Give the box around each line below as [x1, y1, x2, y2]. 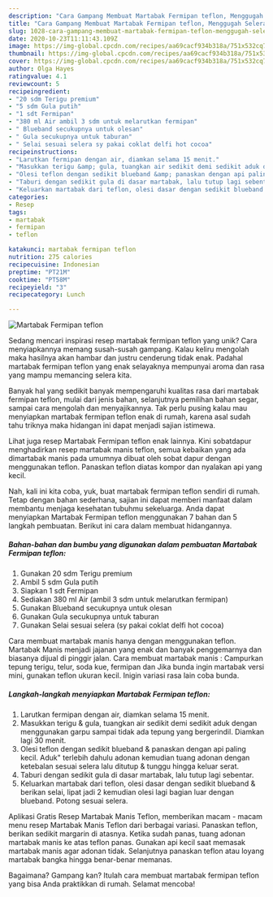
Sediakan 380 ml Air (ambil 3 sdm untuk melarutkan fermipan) [19, 594, 229, 605]
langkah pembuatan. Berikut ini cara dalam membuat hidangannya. [8, 521, 232, 531]
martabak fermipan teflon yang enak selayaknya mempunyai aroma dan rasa [8, 362, 265, 372]
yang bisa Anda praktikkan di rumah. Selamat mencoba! [8, 879, 196, 889]
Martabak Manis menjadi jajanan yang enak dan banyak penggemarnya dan [8, 645, 262, 654]
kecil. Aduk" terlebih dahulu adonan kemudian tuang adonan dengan [19, 753, 250, 763]
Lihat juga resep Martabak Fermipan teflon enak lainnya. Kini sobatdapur [8, 436, 252, 446]
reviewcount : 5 [8, 80, 60, 88]
